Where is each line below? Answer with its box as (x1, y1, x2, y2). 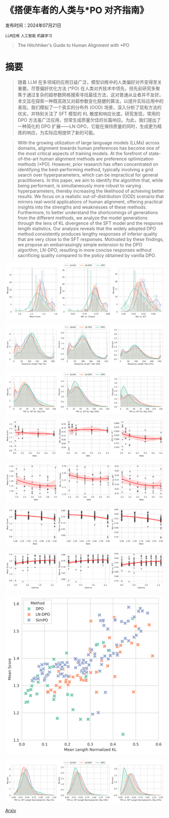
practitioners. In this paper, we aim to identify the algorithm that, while (17, 177, 163, 183)
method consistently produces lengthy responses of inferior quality (17, 231, 158, 237)
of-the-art (17, 156, 39, 162)
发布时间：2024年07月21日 (5, 22, 62, 28)
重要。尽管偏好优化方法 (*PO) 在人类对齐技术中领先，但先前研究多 (17, 85, 156, 91)
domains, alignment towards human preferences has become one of (17, 145, 160, 151)
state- (148, 150, 161, 157)
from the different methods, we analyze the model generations (17, 215, 148, 221)
